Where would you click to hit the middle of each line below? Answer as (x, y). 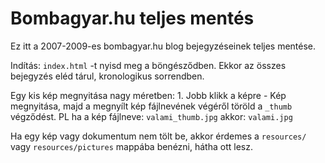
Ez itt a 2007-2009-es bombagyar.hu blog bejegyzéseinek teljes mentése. (163, 46)
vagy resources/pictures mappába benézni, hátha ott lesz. (131, 146)
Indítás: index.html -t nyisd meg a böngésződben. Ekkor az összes (148, 65)
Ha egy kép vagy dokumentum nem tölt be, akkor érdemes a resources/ (158, 136)
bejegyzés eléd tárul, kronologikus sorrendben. (107, 76)
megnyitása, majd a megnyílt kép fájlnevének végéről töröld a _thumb (151, 106)
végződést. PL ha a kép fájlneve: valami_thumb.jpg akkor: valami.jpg (151, 116)
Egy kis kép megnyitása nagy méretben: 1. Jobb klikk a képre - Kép (148, 95)
